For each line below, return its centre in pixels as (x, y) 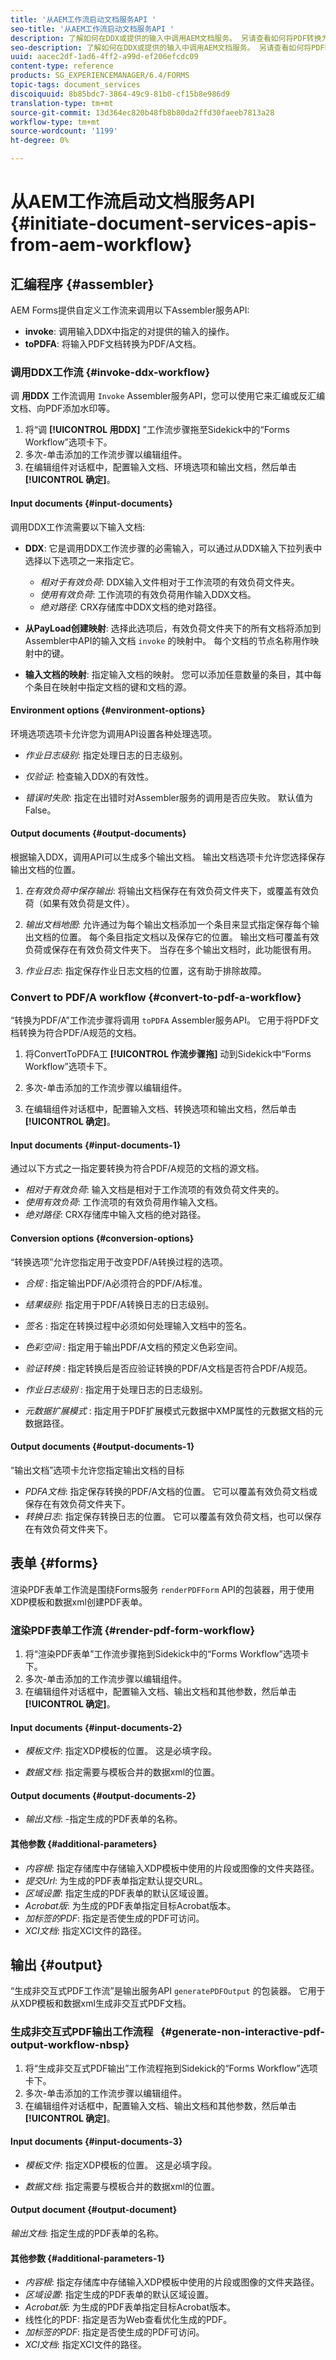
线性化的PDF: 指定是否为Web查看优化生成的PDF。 (128, 2320)
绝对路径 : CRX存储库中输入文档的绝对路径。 (115, 1215)
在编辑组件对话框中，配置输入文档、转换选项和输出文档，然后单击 (160, 1109)
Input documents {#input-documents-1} (96, 1145)
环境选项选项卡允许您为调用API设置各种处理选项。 (114, 733)
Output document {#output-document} (94, 2210)
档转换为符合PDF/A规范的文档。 (76, 1033)
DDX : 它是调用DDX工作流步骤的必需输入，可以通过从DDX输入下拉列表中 (173, 548)
